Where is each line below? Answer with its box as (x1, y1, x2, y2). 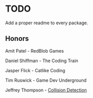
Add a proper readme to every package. (5, 20, 88, 26)
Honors (5, 34, 29, 43)
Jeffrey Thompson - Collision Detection (5, 87, 87, 93)
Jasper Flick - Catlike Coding (5, 67, 65, 73)
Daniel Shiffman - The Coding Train (5, 58, 79, 64)
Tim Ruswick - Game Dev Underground (5, 77, 87, 83)
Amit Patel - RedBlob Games (5, 47, 64, 54)
